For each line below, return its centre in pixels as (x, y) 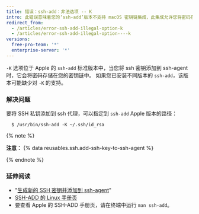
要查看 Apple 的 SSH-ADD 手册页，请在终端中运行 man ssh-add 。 (94, 205)
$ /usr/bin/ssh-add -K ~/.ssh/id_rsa (58, 125)
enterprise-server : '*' (41, 50)
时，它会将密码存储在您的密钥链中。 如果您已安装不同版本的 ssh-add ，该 (95, 75)
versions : (18, 39)
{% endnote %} (25, 160)
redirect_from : (25, 23)
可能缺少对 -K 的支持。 (39, 82)
